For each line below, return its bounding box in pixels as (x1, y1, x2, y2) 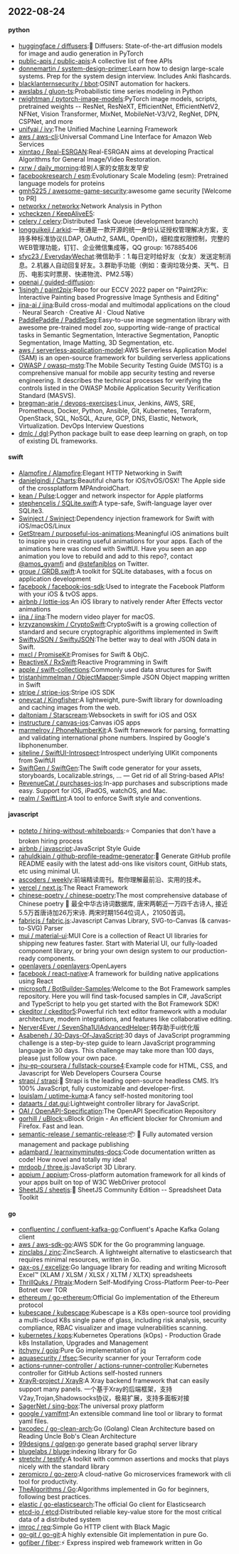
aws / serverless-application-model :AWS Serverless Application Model (18, 345, 227, 355)
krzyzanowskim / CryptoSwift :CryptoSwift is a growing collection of (18, 619, 218, 629)
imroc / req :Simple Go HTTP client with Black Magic (18, 1523, 171, 1531)
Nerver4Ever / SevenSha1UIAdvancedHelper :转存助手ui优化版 (18, 1023, 200, 1031)
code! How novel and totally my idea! (18, 1155, 127, 1163)
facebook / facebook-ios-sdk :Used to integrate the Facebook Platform (18, 582, 225, 590)
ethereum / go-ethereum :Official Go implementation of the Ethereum (18, 1293, 220, 1302)
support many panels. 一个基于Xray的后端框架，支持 (18, 1385, 173, 1394)
